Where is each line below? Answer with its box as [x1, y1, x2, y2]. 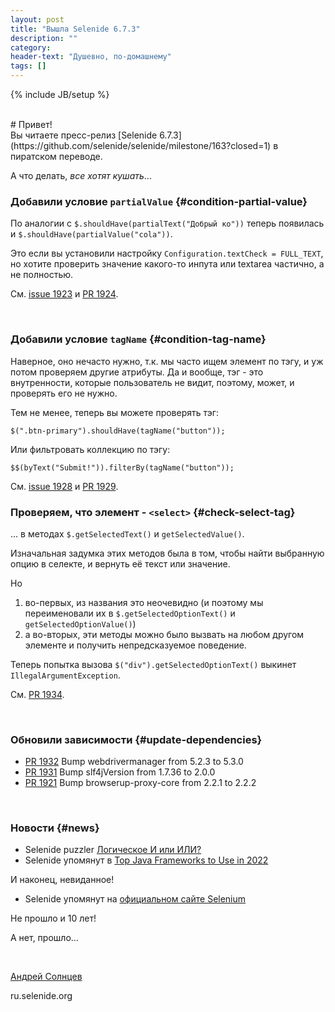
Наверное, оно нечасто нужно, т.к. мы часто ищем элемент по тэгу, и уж [10, 355, 324, 367]
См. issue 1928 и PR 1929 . [10, 480, 119, 492]
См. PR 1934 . [10, 688, 65, 700]
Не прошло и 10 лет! [10, 912, 97, 925]
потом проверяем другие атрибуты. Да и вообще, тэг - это [10, 366, 264, 378]
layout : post [10, 14, 65, 25]
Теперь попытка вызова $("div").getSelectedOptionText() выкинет [10, 658, 297, 670]
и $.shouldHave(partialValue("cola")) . [10, 228, 173, 240]
